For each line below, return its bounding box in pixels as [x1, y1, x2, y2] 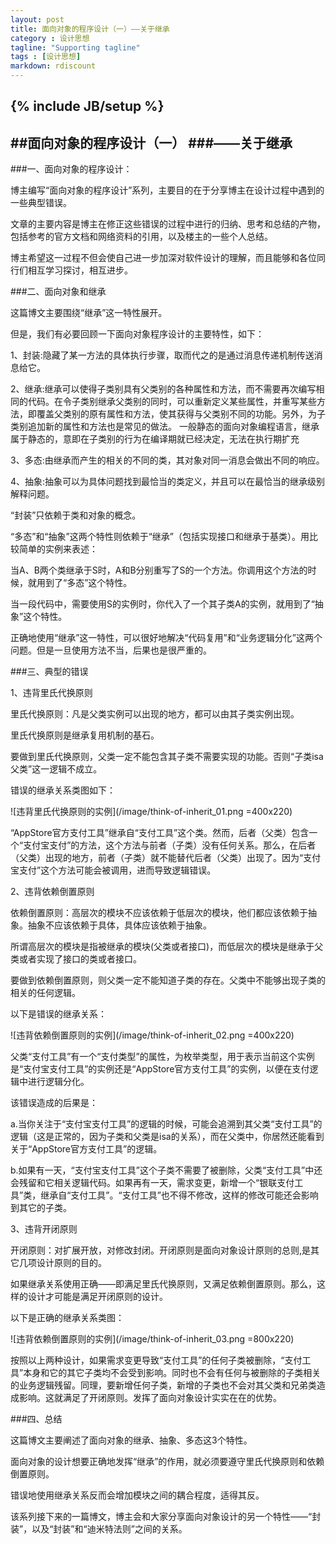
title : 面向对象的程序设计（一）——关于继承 [10, 24, 170, 34]
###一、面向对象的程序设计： [10, 163, 133, 175]
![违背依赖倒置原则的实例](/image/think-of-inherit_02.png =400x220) [10, 1029, 295, 1041]
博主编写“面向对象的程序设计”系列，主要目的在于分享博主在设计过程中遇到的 [10, 184, 325, 196]
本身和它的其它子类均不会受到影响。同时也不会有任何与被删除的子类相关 [23, 1367, 322, 1379]
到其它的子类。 [10, 1202, 72, 1214]
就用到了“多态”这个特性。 [27, 577, 133, 589]
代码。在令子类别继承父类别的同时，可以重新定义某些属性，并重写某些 [27, 396, 317, 408]
